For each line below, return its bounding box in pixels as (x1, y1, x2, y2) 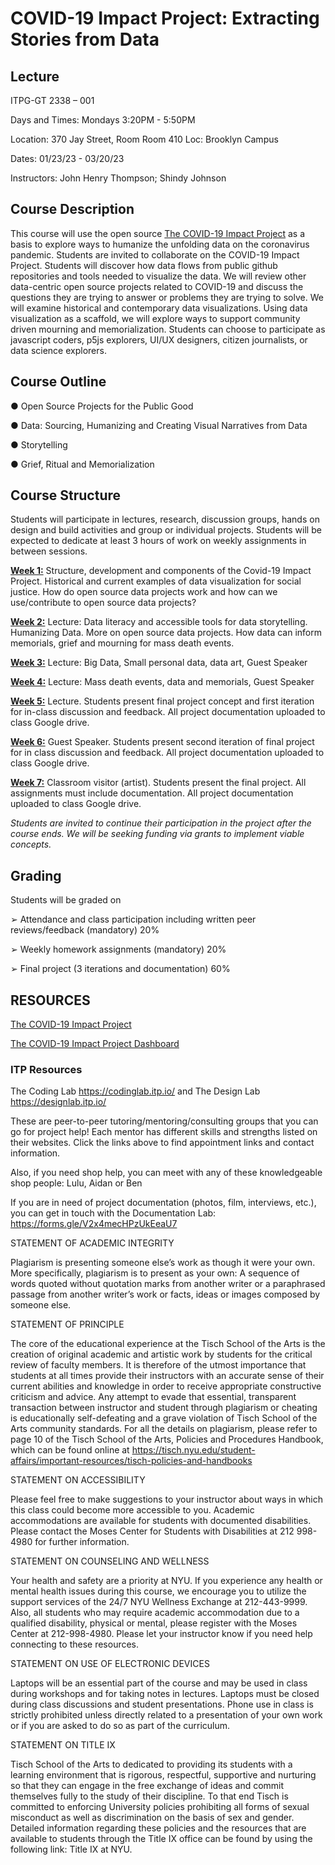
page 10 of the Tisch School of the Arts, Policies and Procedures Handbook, (10, 1433, 324, 1446)
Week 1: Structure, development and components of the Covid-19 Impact (10, 565, 312, 577)
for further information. (34, 1536, 130, 1548)
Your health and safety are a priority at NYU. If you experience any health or (10, 1575, 323, 1587)
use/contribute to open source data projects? (10, 597, 197, 609)
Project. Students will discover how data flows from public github (10, 259, 278, 271)
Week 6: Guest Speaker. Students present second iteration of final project (10, 736, 315, 748)
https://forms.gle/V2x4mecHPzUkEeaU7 (10, 1218, 178, 1230)
